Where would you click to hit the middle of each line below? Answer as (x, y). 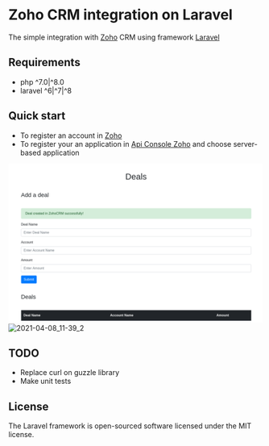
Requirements (44, 63)
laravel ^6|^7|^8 (46, 90)
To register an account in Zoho (71, 135)
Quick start (37, 116)
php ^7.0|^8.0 (42, 81)
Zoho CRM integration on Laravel (121, 15)
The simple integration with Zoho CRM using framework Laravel (114, 37)
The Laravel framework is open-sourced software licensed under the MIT (130, 426)
